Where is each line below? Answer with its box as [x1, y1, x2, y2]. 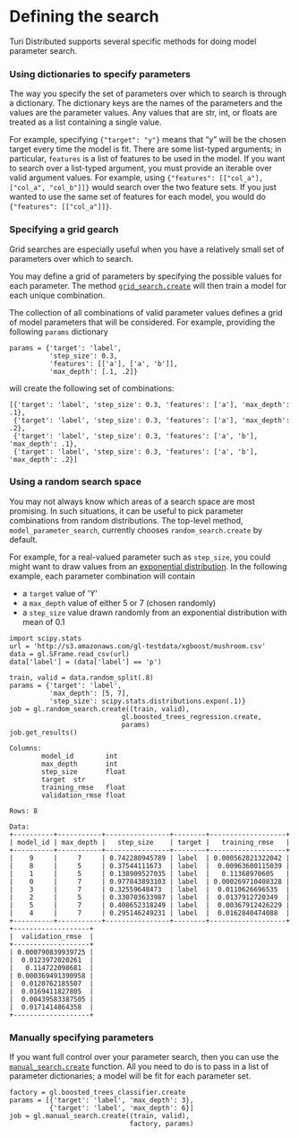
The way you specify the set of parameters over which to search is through [9, 88, 287, 100]
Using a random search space [9, 475, 141, 488]
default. [9, 534, 38, 544]
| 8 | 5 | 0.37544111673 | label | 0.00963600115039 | [9, 861, 291, 871]
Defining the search [9, 6, 159, 27]
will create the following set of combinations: [9, 383, 175, 394]
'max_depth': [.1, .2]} [48, 367, 139, 376]
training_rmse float [41, 783, 126, 792]
